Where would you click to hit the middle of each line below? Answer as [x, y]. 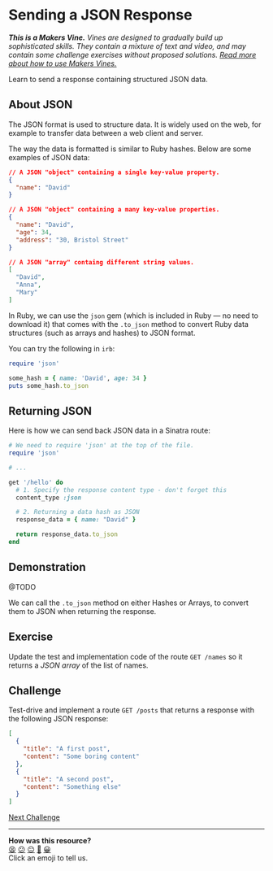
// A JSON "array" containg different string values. [102, 262]
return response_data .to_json [67, 534]
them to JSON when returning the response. [82, 611]
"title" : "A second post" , [69, 779]
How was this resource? [50, 841]
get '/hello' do [36, 482]
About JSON [41, 105]
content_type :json [49, 498]
